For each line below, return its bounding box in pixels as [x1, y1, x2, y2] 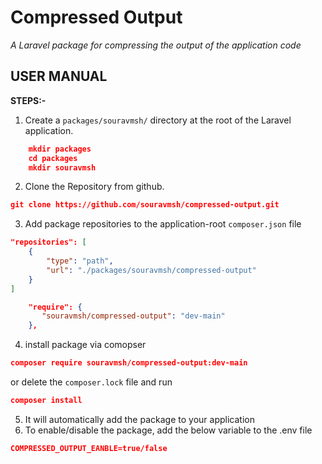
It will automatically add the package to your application [24, 413, 255, 425]
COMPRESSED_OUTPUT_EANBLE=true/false [10, 443, 168, 453]
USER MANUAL [10, 68, 108, 85]
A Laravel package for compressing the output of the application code [10, 39, 302, 51]
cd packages [28, 153, 78, 163]
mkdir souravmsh [28, 162, 97, 173]
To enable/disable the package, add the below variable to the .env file [24, 424, 313, 436]
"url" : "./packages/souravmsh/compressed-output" [46, 265, 257, 275]
